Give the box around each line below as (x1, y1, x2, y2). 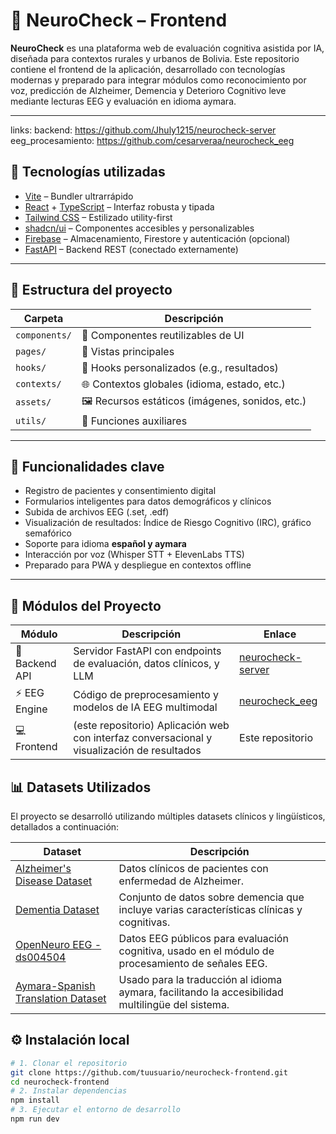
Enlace (263, 627, 297, 641)
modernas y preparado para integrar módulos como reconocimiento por (10, 74, 307, 86)
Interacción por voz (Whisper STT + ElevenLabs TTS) (24, 549, 245, 561)
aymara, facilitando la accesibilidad (118, 985, 284, 999)
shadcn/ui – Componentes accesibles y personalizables (24, 222, 255, 234)
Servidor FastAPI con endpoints (73, 644, 222, 658)
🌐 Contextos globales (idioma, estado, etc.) (81, 377, 286, 391)
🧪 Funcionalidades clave (10, 458, 165, 475)
